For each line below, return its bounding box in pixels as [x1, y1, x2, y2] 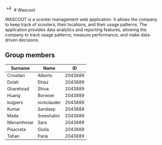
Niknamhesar [7, 120, 34, 126]
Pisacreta [7, 126, 26, 132]
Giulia [37, 126, 49, 132]
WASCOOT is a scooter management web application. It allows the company [5, 16, 158, 22]
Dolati [7, 79, 19, 85]
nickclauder [37, 99, 61, 105]
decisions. [18, 37, 40, 43]
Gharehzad [7, 86, 29, 92]
